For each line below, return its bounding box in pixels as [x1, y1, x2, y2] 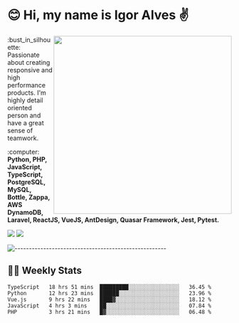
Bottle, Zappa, [7, 193, 51, 201]
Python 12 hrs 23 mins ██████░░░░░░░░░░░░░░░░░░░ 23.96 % [7, 290, 212, 297]
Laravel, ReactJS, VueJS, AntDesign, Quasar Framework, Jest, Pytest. [7, 216, 220, 224]
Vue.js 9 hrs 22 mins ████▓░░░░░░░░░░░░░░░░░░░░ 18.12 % [7, 296, 212, 303]
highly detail [7, 95, 43, 105]
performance [7, 80, 46, 89]
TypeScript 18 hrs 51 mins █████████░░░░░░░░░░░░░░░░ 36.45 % [7, 283, 212, 290]
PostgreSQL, [7, 177, 46, 186]
